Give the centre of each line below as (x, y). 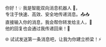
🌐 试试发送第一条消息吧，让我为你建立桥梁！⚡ (54, 39)
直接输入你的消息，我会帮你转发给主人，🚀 (49, 22)
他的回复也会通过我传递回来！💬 (38, 28)
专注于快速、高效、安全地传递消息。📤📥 (47, 14)
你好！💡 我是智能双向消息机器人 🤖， (43, 8)
